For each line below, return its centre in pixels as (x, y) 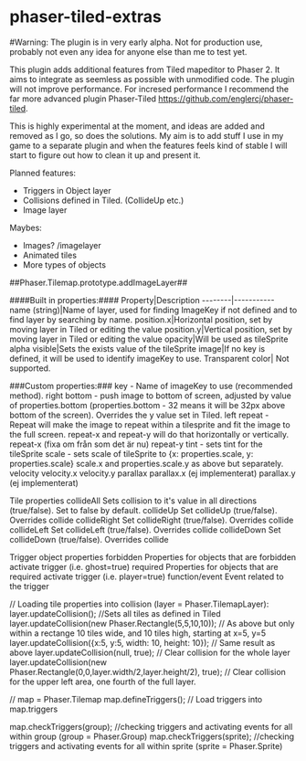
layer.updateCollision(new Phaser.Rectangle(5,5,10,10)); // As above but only (152, 623)
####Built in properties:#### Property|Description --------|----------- (142, 300)
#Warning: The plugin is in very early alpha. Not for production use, (136, 42)
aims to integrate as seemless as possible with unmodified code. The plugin (152, 79)
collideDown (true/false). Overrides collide (89, 539)
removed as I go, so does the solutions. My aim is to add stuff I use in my (147, 135)
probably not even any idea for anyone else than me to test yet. (128, 51)
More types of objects (64, 264)
